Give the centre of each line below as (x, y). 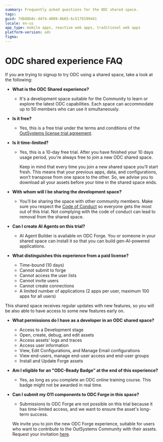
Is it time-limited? (30, 143)
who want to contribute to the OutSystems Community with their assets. (84, 429)
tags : (10, 14)
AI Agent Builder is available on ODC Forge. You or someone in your (88, 235)
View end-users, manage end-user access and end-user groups (84, 356)
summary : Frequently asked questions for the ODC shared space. (72, 10)
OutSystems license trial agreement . (56, 133)
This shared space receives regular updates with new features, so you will (80, 305)
